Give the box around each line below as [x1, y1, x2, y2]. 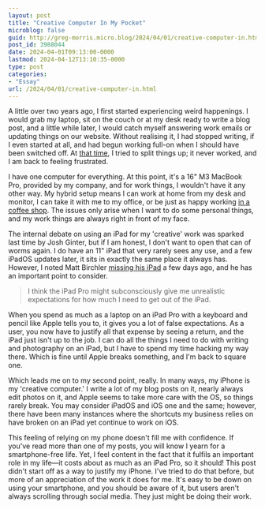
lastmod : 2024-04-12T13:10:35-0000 [8, 56, 125, 64]
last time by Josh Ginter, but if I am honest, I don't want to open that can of [8, 238, 252, 247]
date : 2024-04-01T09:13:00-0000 [8, 48, 114, 56]
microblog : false [8, 26, 65, 34]
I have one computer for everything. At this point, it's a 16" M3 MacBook [8, 172, 243, 182]
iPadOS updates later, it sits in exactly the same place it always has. [8, 254, 228, 264]
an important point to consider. [8, 271, 109, 281]
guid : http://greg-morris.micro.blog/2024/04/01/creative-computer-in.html [8, 33, 263, 42]
